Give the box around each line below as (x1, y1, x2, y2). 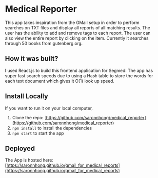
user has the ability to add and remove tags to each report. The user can (5, 30, 151, 36)
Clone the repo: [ (12, 114, 46, 120)
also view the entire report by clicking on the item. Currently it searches (5, 35, 149, 41)
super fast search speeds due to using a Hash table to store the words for (5, 72, 154, 79)
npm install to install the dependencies (12, 125, 92, 131)
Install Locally (5, 92, 48, 101)
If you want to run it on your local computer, (5, 105, 93, 111)
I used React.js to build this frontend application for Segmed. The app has (5, 67, 153, 73)
